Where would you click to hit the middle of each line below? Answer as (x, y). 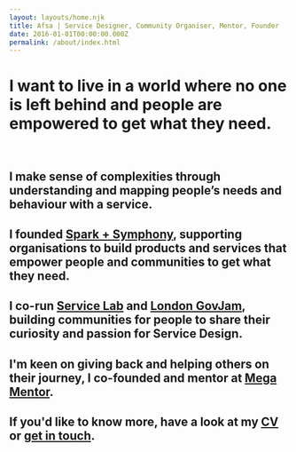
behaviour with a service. (81, 204)
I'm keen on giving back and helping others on (139, 364)
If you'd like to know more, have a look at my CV (144, 422)
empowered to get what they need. (140, 124)
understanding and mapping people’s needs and (145, 190)
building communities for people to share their (140, 320)
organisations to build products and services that (148, 248)
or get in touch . (52, 436)
